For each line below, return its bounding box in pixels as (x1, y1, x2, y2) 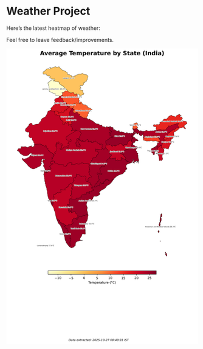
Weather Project (6, 4, 91, 18)
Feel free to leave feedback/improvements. (6, 36, 114, 43)
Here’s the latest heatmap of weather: (6, 24, 100, 32)
